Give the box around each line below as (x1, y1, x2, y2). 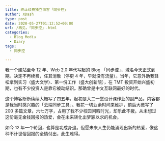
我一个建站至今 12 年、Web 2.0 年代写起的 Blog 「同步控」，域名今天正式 (5, 67, 151, 73)
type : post (5, 16, 27, 21)
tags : (5, 44, 16, 49)
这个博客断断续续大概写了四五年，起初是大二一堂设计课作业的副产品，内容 (5, 95, 156, 101)
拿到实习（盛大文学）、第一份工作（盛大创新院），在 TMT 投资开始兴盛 (9, 79, 151, 85)
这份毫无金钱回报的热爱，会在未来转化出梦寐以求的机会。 (5, 114, 121, 120)
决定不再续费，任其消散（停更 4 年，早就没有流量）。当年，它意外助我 (13, 73, 155, 79)
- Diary (9, 39, 26, 44)
